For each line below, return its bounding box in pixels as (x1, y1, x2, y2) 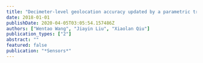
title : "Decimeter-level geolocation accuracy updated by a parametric (6, 8, 190, 15)
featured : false (6, 43, 47, 49)
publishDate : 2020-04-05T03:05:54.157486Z (6, 20, 115, 26)
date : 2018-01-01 (6, 14, 50, 20)
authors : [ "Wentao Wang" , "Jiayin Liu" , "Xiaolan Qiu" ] (6, 25, 150, 32)
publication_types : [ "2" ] (6, 31, 71, 37)
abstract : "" (6, 37, 39, 43)
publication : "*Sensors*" (6, 48, 71, 54)
